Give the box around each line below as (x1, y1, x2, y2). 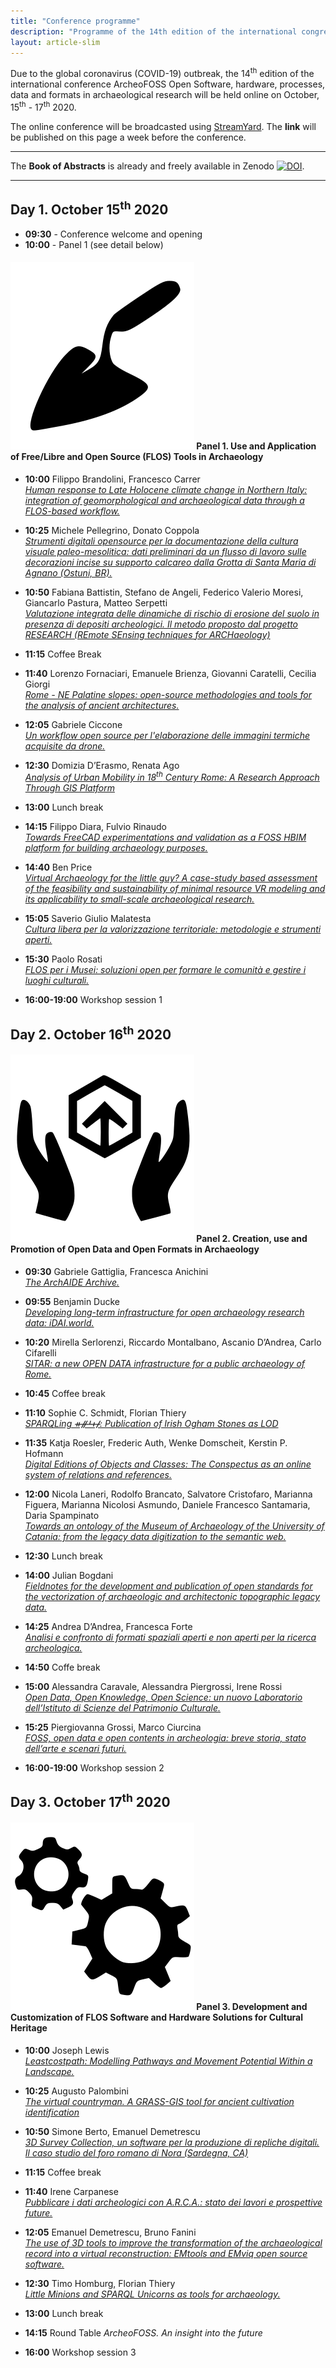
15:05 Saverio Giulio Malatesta (24, 913, 152, 925)
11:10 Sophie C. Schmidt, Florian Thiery (24, 1406, 187, 1419)
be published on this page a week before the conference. (10, 131, 247, 143)
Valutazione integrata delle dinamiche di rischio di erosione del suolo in (24, 607, 320, 619)
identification (24, 2106, 80, 2118)
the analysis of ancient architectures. (24, 699, 180, 711)
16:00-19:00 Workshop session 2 (24, 1761, 165, 1774)
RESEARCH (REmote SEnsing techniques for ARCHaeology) (24, 628, 271, 640)
